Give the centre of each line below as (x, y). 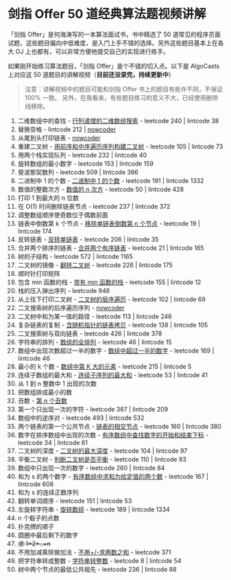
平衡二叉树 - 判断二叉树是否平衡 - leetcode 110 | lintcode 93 (102, 459)
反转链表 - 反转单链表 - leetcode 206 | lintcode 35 (88, 239)
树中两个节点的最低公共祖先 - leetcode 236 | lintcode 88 (97, 569)
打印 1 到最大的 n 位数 (48, 198)
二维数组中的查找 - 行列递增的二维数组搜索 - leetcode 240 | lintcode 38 (118, 121)
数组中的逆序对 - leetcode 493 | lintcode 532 (81, 418)
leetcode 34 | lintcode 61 (53, 442)
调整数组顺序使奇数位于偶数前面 (63, 215)
